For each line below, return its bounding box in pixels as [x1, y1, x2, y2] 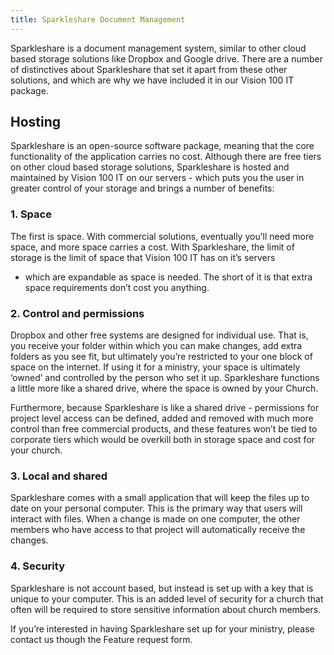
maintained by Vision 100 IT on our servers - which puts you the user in [10, 172, 305, 184]
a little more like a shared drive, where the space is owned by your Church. [10, 382, 319, 395]
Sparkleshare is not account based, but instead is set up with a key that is [10, 582, 314, 594]
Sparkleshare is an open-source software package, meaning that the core [10, 140, 315, 152]
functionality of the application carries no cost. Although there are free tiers [10, 151, 322, 163]
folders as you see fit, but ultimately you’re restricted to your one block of [10, 351, 313, 363]
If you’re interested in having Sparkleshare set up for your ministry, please [10, 622, 315, 635]
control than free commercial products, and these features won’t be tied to [10, 423, 318, 435]
